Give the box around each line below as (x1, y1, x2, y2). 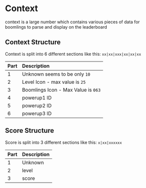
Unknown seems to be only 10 (22, 71, 91, 78)
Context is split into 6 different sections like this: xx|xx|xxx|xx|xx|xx (5, 51, 142, 57)
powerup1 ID (22, 94, 52, 101)
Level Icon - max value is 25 (22, 78, 86, 85)
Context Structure (5, 38, 61, 47)
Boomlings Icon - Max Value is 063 (22, 86, 101, 93)
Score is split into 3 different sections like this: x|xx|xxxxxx (5, 139, 122, 145)
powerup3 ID (22, 110, 52, 117)
